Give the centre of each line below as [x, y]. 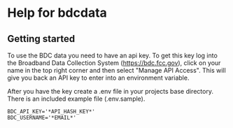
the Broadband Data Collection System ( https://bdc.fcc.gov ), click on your [114, 63]
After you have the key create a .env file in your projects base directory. [110, 91]
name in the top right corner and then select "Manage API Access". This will [116, 70]
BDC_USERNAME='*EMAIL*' [42, 118]
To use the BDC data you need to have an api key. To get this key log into [113, 55]
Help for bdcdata [57, 13]
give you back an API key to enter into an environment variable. [98, 78]
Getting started [41, 39]
